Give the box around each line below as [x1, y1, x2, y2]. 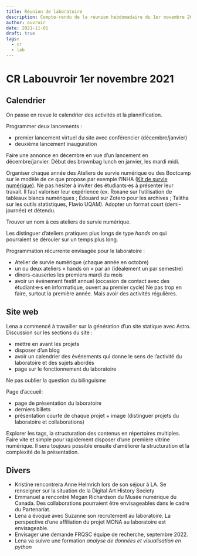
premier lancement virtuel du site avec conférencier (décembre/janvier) [14, 134, 188, 141]
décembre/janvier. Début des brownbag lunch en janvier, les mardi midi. [6, 158, 180, 165]
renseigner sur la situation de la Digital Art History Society [14, 487, 155, 494]
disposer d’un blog [14, 347, 60, 354]
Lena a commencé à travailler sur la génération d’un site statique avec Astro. [6, 322, 191, 329]
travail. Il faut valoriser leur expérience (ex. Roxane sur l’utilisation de [6, 188, 172, 195]
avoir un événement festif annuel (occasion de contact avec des [14, 277, 170, 284]
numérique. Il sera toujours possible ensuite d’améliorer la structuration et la [6, 442, 189, 449]
